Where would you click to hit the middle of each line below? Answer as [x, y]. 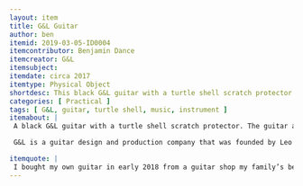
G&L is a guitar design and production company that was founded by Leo [153, 143]
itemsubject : [34, 68]
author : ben [32, 34]
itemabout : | [34, 118]
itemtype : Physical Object [60, 84]
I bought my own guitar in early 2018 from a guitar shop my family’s [148, 167]
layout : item [34, 18]
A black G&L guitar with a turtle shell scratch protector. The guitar [151, 127]
